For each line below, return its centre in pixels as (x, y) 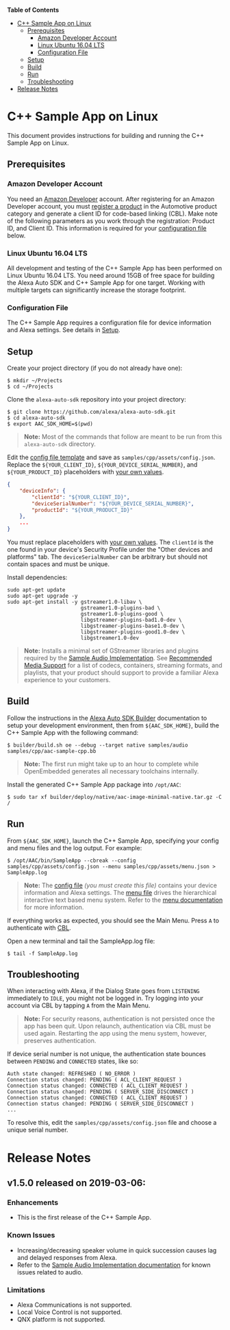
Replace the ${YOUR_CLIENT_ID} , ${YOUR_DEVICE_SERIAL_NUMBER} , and (102, 465)
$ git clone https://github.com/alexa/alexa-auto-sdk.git (91, 412)
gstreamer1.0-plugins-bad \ (120, 608)
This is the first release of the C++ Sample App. (84, 1217)
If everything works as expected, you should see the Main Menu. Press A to (113, 920)
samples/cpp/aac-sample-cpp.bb (52, 751)
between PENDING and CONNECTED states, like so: (73, 1061)
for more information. (54, 907)
